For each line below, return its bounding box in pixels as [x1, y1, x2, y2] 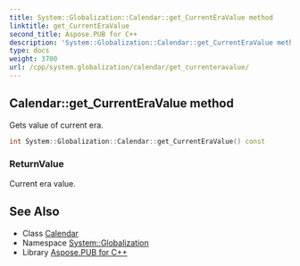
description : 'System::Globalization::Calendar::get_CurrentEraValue [9, 37, 274, 47]
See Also [9, 204, 60, 220]
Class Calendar [21, 228, 79, 238]
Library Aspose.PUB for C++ [21, 246, 128, 257]
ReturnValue [9, 158, 64, 170]
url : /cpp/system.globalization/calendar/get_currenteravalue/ [9, 63, 250, 72]
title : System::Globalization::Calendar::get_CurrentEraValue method [9, 12, 274, 22]
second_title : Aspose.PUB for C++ [9, 29, 138, 38]
